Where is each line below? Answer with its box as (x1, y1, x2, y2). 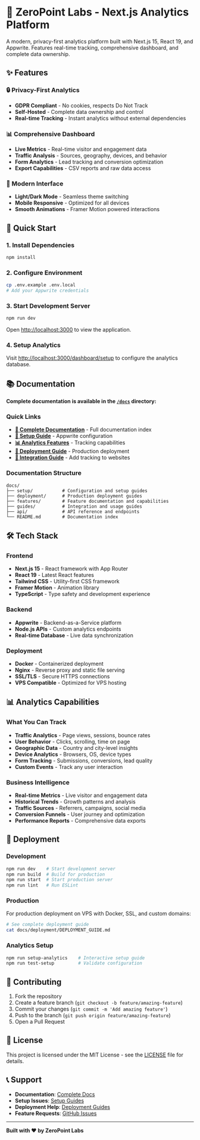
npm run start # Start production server (6, 877, 113, 883)
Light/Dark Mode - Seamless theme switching (14, 193, 129, 200)
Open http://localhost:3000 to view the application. (6, 326, 132, 333)
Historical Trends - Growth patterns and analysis (14, 798, 136, 805)
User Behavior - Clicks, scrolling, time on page (14, 738, 130, 745)
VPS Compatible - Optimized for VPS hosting (14, 679, 127, 686)
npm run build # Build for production (6, 871, 105, 878)
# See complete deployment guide (6, 922, 89, 928)
